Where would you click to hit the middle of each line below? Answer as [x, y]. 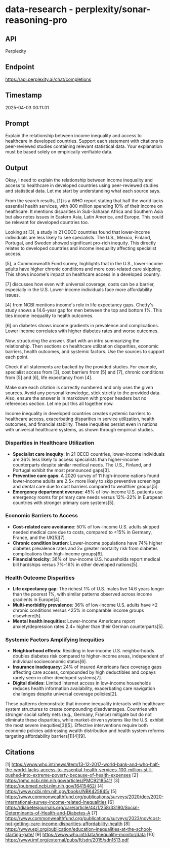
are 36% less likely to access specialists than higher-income [76, 459]
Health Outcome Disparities [40, 578]
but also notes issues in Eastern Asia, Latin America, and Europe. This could [84, 217]
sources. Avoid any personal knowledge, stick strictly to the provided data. [83, 393]
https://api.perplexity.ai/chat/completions [48, 79]
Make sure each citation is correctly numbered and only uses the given [79, 388]
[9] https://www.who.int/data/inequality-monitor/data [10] [95, 835]
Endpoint [20, 67]
